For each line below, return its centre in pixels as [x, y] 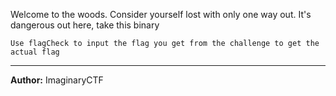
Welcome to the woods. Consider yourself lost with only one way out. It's [161, 14]
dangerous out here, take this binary [85, 25]
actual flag [35, 52]
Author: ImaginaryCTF [57, 80]
